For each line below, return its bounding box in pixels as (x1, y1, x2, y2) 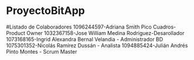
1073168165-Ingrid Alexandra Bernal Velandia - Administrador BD (6, 36, 164, 43)
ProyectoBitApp (6, 4, 85, 17)
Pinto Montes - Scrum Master (6, 48, 77, 55)
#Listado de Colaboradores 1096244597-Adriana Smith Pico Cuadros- (6, 23, 176, 30)
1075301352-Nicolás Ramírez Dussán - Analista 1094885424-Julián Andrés (6, 42, 188, 49)
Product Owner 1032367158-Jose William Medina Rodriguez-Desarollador (6, 29, 185, 36)
